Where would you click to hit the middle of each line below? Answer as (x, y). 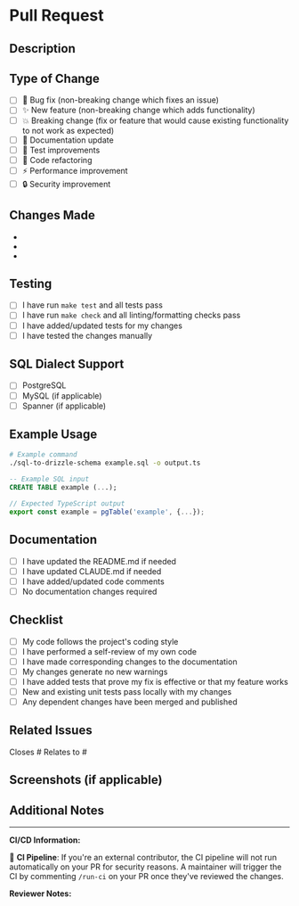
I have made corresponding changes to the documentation (129, 662)
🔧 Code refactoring (57, 160)
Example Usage (53, 435)
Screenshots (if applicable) (86, 780)
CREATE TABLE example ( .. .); (63, 488)
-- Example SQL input (49, 479)
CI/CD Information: (45, 840)
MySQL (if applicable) (62, 395)
